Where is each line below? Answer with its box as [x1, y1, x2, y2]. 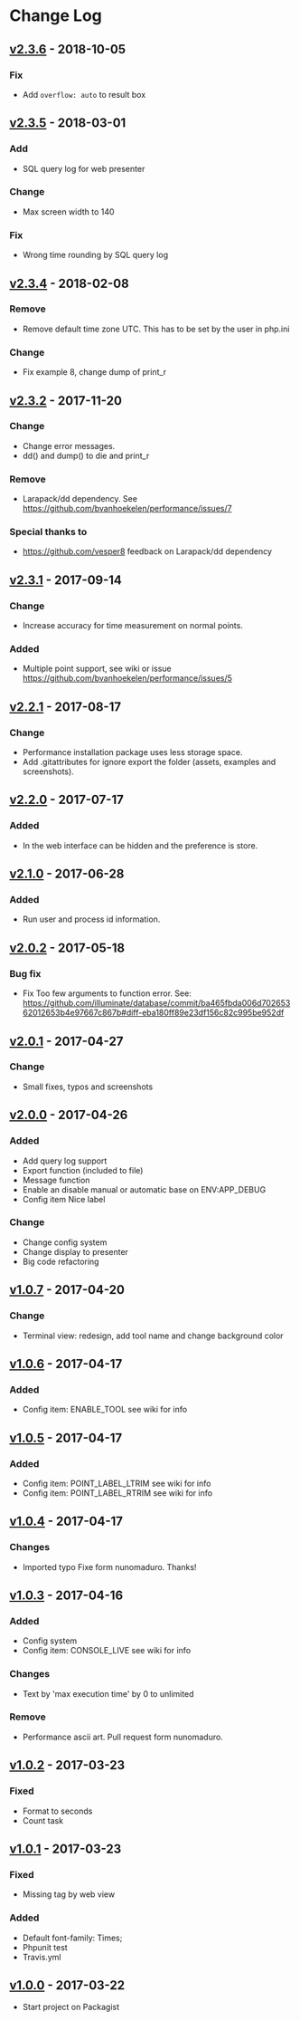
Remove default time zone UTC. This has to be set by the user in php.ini [22, 323, 290, 334]
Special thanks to [9, 526, 88, 539]
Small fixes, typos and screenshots [22, 1081, 154, 1092]
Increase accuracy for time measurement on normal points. [22, 620, 244, 631]
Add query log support [22, 1155, 108, 1166]
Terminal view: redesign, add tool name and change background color [22, 1330, 284, 1341]
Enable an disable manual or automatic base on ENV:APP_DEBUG [22, 1183, 267, 1195]
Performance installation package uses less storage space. [22, 747, 243, 758]
